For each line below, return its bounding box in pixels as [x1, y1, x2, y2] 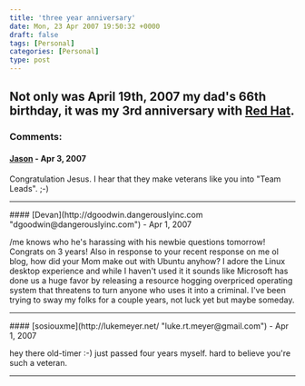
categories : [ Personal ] [9, 47, 100, 56]
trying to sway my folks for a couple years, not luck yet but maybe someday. [9, 294, 295, 305]
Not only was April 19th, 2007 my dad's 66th [9, 89, 267, 104]
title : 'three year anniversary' [9, 13, 136, 23]
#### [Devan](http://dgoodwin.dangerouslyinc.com [9, 209, 203, 220]
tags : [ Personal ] [9, 38, 75, 48]
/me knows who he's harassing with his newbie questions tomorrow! [9, 236, 266, 247]
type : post [9, 55, 51, 64]
